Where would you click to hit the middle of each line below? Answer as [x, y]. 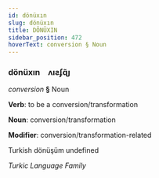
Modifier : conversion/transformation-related [80, 135]
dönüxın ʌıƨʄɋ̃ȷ [39, 72]
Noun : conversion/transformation [62, 120]
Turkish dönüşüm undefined [54, 150]
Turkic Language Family [47, 165]
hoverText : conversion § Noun [58, 45]
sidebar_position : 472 [45, 37]
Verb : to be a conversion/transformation [73, 105]
